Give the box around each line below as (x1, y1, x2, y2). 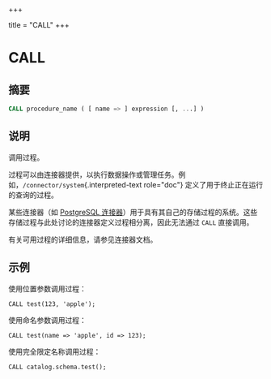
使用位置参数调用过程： (8, 283, 87, 293)
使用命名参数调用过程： (8, 315, 87, 325)
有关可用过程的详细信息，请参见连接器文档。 (8, 235, 158, 244)
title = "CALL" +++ (8, 20, 70, 29)
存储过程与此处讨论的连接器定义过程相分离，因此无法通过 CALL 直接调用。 (8, 217, 254, 227)
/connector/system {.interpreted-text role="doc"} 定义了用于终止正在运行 (23, 179, 264, 189)
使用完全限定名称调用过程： (8, 347, 101, 356)
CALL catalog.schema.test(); (8, 363, 107, 371)
